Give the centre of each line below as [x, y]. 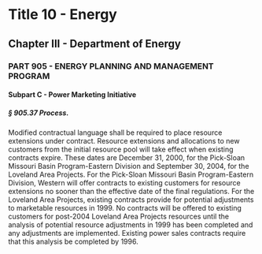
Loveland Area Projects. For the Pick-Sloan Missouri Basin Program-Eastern [131, 174]
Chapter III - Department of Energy [94, 44]
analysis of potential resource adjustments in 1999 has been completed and [131, 225]
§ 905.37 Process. [39, 113]
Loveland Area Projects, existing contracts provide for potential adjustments [131, 200]
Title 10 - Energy [63, 15]
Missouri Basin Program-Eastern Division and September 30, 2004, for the [129, 166]
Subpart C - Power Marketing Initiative [72, 95]
